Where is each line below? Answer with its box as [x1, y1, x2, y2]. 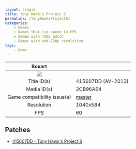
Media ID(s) [26, 86, 53, 92]
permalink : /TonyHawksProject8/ [5, 16, 70, 21]
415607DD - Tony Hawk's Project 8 [12, 138, 82, 144]
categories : [5, 20, 29, 26]
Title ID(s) [28, 78, 51, 85]
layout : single [5, 7, 36, 12]
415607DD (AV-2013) [76, 78, 129, 85]
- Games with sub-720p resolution [14, 39, 83, 44]
